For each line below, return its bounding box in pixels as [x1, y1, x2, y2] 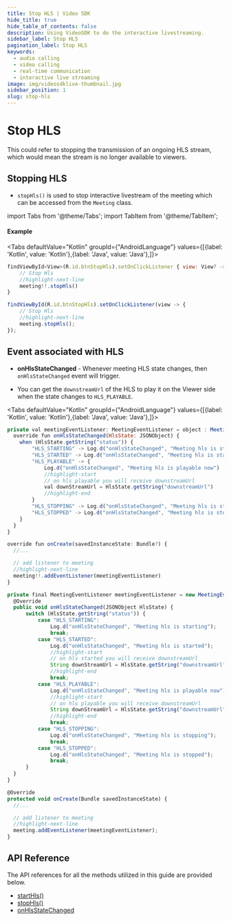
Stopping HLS [7, 173, 67, 184]
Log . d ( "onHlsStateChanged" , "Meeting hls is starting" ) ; [50, 623, 217, 630]
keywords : [7, 49, 36, 56]
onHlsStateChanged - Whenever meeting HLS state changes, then [16, 364, 208, 372]
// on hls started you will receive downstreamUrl [50, 655, 198, 662]
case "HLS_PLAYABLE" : [37, 680, 100, 688]
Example [7, 228, 33, 236]
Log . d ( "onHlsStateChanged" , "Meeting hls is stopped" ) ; [50, 751, 214, 758]
